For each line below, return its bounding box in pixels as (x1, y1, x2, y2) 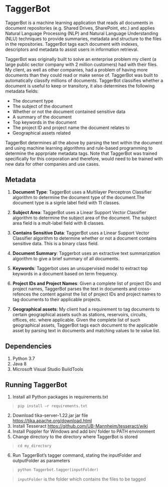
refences (12, 291, 31, 297)
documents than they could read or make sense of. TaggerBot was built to (5, 72, 158, 78)
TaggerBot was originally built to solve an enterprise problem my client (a (5, 56, 156, 62)
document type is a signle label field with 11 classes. (12, 200, 120, 206)
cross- (137, 285, 151, 291)
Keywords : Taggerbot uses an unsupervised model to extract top (12, 265, 148, 271)
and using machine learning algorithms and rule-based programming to (5, 145, 153, 151)
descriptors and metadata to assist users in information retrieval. (5, 46, 139, 52)
